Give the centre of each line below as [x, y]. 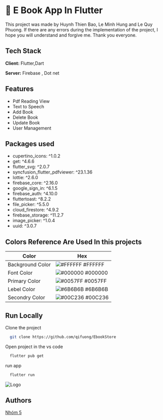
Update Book [26, 122]
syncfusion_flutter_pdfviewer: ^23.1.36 [52, 172]
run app [13, 365]
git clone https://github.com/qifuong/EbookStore [63, 337]
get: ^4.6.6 [23, 161]
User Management [32, 128]
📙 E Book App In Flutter [54, 10]
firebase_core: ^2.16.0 [35, 183]
